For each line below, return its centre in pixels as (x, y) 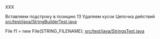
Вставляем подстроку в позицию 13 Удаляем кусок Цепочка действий (80, 16)
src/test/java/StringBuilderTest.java (41, 22)
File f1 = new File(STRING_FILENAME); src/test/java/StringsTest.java (75, 31)
